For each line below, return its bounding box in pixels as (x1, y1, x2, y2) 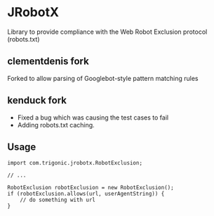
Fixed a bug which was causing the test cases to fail (17, 113, 169, 122)
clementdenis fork (7, 56, 89, 68)
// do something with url (20, 196, 96, 204)
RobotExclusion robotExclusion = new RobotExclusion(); (7, 184, 174, 191)
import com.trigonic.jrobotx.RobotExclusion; (7, 160, 142, 167)
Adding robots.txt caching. (17, 120, 95, 129)
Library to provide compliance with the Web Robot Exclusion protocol (7, 27, 208, 36)
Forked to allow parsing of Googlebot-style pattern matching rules (7, 74, 199, 82)
